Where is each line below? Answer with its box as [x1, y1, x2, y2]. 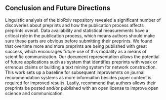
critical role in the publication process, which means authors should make [5, 33, 155, 38]
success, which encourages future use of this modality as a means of [5, 48, 147, 54]
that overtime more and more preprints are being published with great [5, 43, 147, 49]
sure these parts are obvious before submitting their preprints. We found [5, 38, 153, 44]
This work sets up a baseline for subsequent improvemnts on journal [5, 69, 145, 75]
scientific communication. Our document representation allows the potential [5, 54, 160, 60]
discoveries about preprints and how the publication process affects [5, 22, 144, 28]
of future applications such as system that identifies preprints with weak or [5, 59, 158, 65]
